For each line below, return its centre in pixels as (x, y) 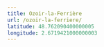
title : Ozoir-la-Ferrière (44, 13)
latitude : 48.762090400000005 (51, 26)
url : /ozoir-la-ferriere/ (44, 20)
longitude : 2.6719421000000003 (52, 33)
